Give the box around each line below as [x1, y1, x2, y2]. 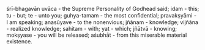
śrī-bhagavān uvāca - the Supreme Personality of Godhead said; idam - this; [6, 5, 199, 12]
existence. [6, 38, 32, 45]
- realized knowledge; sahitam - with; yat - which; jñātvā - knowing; [6, 25, 177, 32]
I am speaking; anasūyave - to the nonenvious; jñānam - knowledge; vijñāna [6, 19, 199, 26]
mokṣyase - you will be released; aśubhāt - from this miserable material [6, 31, 187, 39]
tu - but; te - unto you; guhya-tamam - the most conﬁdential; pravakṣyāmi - [6, 12, 197, 19]
